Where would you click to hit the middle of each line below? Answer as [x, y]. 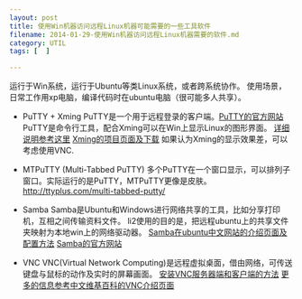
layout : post [34, 18]
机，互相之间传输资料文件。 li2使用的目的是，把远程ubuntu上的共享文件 [156, 221]
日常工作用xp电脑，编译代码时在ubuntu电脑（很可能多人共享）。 [128, 98]
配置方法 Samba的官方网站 [72, 244]
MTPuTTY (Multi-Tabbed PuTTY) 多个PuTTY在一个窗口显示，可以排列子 [156, 170]
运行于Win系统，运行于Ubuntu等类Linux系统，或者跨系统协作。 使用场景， [148, 86]
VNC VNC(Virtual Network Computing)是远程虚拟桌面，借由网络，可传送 [157, 263]
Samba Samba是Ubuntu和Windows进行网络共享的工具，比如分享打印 [151, 210]
